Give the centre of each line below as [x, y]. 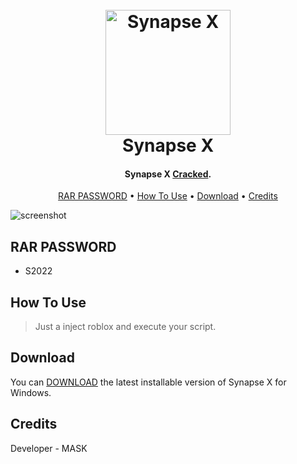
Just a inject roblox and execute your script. [125, 327]
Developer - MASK [49, 448]
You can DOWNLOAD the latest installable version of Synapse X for [148, 382]
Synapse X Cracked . [168, 174]
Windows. [31, 392]
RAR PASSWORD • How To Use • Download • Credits [168, 196]
